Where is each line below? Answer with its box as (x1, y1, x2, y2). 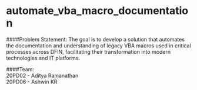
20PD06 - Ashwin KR (6, 78, 58, 85)
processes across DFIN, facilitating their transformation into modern (6, 48, 171, 55)
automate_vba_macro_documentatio (6, 4, 189, 18)
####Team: (6, 65, 34, 72)
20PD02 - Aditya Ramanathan (6, 72, 79, 79)
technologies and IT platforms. (6, 54, 81, 61)
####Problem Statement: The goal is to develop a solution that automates (6, 36, 185, 43)
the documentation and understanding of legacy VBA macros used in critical (6, 42, 191, 49)
